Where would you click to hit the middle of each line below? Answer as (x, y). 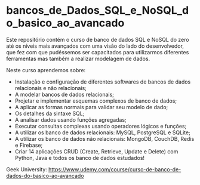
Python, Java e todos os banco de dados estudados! (80, 158)
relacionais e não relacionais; (50, 88)
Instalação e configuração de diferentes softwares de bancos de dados (103, 82)
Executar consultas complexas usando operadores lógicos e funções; (101, 126)
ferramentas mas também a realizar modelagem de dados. (78, 58)
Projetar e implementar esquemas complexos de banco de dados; (96, 101)
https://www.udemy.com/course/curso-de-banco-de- (115, 169)
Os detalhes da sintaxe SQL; (50, 113)
